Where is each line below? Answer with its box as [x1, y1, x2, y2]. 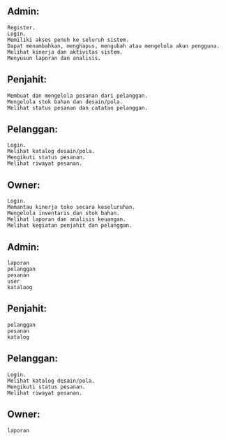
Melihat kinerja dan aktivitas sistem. [7, 48, 123, 55]
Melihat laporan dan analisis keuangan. [7, 216, 127, 223]
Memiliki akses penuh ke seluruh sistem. [7, 36, 130, 43]
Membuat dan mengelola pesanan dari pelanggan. [7, 92, 149, 99]
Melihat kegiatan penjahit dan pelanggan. [7, 222, 133, 229]
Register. [7, 24, 36, 31]
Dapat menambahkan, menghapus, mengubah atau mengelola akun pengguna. [7, 42, 220, 50]
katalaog [7, 284, 33, 291]
